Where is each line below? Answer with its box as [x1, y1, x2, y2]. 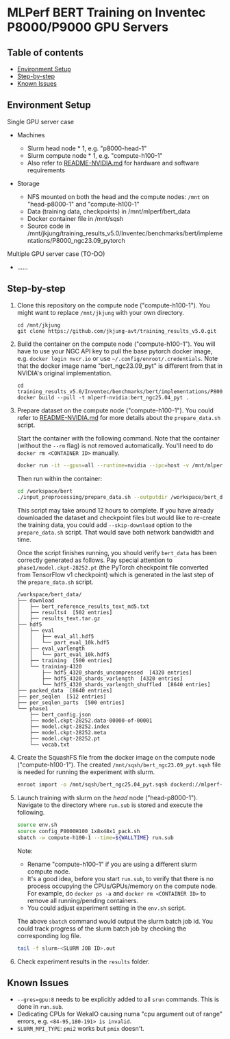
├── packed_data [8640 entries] [16, 688, 113, 694]
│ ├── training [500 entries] [16, 657, 113, 664]
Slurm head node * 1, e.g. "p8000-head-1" [27, 144, 147, 152]
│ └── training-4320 [16, 664, 82, 670]
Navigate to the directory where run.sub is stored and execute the [16, 801, 203, 809]
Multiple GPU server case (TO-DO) [7, 249, 105, 258]
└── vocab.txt [29, 741, 70, 749]
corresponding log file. [16, 931, 81, 939]
